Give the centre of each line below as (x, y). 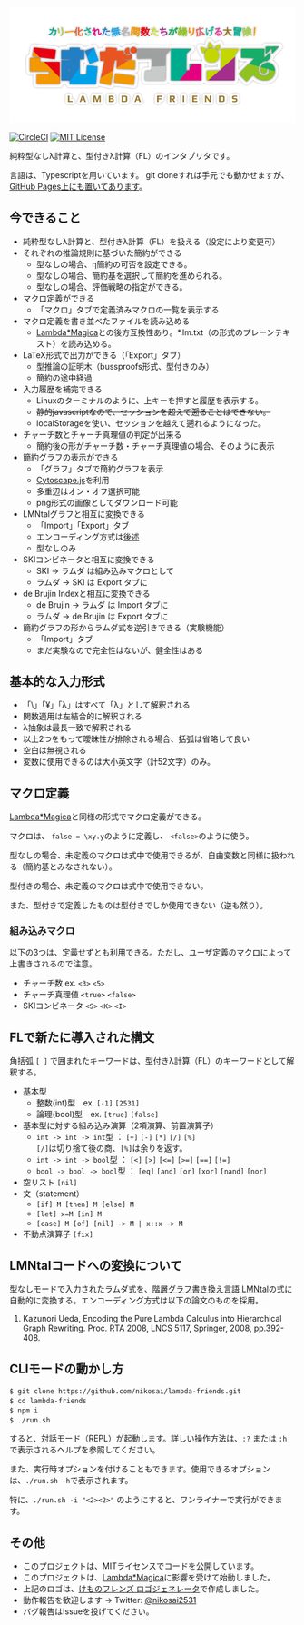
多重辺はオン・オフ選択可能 (88, 491)
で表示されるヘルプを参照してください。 (85, 1450)
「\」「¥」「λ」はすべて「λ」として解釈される (106, 705)
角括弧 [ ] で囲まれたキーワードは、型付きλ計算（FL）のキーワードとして (148, 1061)
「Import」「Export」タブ (83, 525)
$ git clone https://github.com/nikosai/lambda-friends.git (126, 1391)
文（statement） (53, 1194)
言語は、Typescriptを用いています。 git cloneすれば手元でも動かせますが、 (149, 174)
